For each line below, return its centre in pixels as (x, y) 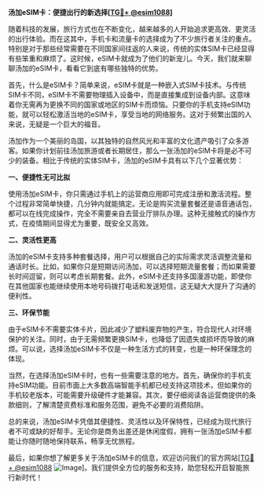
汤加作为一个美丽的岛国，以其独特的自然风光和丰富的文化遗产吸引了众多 (125, 141)
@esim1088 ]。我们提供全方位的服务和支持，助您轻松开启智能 (128, 467)
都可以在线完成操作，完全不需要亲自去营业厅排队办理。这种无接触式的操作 (128, 213)
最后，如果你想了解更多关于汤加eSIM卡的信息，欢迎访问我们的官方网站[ (125, 458)
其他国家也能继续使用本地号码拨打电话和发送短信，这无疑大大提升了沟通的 (135, 286)
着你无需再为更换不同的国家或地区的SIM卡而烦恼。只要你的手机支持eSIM (126, 104)
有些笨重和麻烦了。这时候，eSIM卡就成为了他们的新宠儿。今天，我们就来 (126, 58)
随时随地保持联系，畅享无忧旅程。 (84, 441)
